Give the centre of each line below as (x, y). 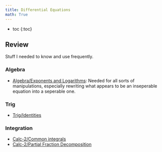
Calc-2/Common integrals (39, 139)
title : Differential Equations (38, 10)
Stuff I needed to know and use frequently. (49, 57)
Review (17, 44)
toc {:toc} (22, 29)
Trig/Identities (27, 115)
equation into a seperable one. (44, 91)
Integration (19, 128)
